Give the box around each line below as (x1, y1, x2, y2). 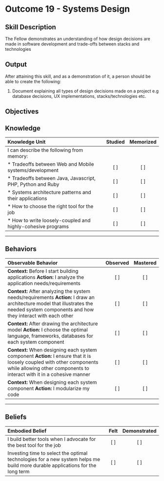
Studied (106, 138, 125, 145)
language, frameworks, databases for (7, 332, 94, 339)
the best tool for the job (7, 441, 61, 448)
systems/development (7, 167, 59, 174)
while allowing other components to (7, 365, 89, 372)
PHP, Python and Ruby (7, 181, 60, 188)
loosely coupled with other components (7, 358, 99, 365)
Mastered (133, 259, 157, 266)
